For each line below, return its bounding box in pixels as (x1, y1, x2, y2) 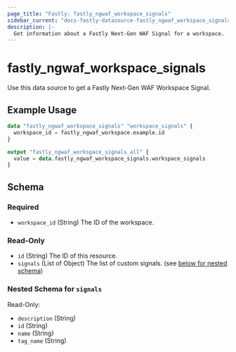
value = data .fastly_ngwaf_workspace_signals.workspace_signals (13, 155, 206, 162)
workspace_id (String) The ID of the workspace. (17, 218, 155, 226)
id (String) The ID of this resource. (17, 251, 118, 260)
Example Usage (7, 103, 77, 116)
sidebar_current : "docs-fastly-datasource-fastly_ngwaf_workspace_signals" (7, 17, 234, 24)
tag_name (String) (17, 336, 67, 345)
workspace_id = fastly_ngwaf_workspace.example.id (13, 129, 165, 136)
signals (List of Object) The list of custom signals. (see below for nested (17, 259, 228, 268)
